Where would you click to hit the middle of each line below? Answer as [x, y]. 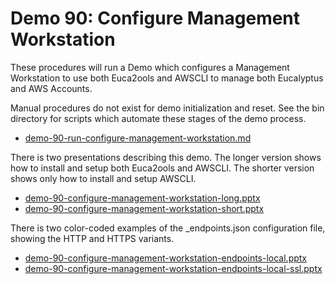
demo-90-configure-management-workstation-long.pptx [142, 198]
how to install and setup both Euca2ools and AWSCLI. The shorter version [162, 168]
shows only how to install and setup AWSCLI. [103, 178]
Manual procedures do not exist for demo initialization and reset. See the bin [167, 108]
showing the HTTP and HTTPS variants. [92, 238]
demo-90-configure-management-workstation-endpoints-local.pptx [165, 258]
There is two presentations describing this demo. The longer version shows [166, 157]
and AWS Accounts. [51, 88]
